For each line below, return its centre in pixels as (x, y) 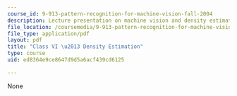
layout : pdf (25, 40)
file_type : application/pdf (49, 34)
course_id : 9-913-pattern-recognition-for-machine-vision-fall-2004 (110, 14)
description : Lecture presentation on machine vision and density (107, 20)
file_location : (30, 27)
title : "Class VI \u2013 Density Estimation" (75, 47)
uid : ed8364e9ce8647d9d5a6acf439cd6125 (66, 60)
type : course (26, 54)
